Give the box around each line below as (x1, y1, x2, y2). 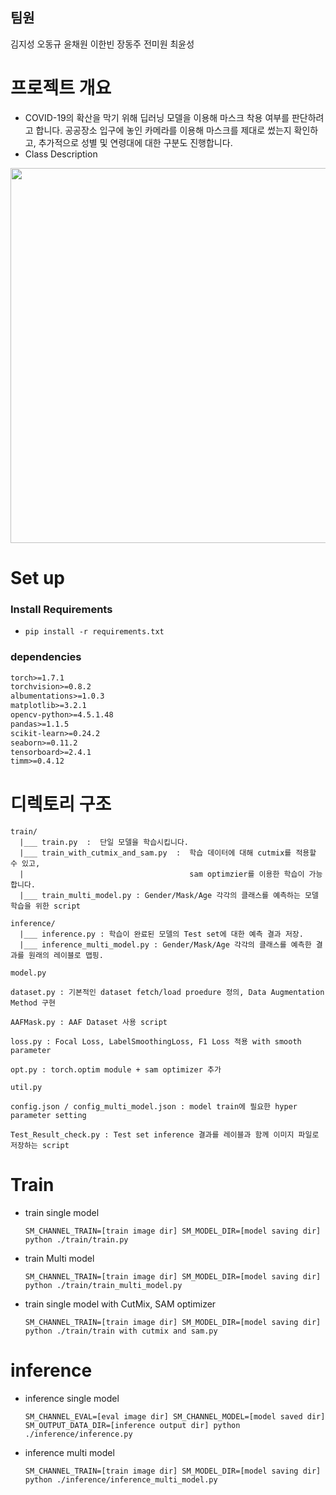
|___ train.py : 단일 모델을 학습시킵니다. (19, 838, 189, 848)
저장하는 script (10, 1141, 70, 1151)
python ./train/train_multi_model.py (24, 1281, 183, 1291)
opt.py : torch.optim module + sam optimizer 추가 (10, 1065, 222, 1075)
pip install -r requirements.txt (24, 627, 165, 637)
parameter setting (10, 1111, 87, 1121)
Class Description (24, 148, 98, 160)
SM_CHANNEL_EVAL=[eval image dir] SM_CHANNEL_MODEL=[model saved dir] (24, 1412, 326, 1422)
